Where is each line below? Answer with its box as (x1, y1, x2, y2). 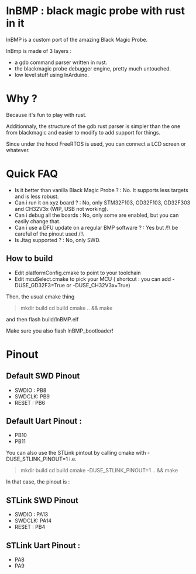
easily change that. (14, 217, 61, 224)
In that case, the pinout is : (6, 478, 70, 485)
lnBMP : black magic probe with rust (6, 4, 185, 18)
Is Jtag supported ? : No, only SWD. (14, 236, 101, 243)
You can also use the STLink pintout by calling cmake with (6, 449, 146, 456)
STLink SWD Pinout (6, 495, 79, 505)
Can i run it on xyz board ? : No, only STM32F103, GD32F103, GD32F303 (14, 199, 191, 206)
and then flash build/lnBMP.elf (6, 315, 79, 323)
